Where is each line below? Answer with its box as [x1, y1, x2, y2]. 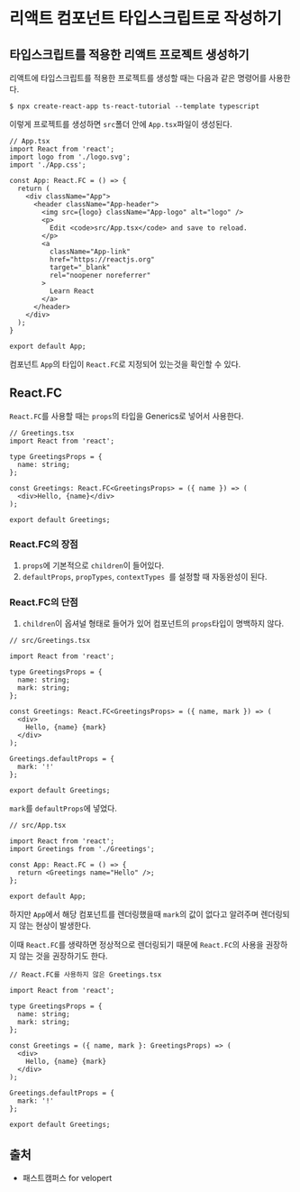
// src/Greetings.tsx [9, 637, 91, 646]
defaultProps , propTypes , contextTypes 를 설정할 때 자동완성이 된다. [22, 572, 268, 582]
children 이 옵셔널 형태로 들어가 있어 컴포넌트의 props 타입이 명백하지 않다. [22, 619, 285, 629]
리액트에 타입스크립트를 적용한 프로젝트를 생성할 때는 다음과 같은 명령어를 [9, 73, 268, 83]
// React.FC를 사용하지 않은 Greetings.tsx [9, 970, 162, 979]
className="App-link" [49, 247, 131, 256]
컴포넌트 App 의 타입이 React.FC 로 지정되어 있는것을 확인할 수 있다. [9, 359, 241, 370]
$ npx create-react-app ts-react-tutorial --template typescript [9, 102, 259, 111]
